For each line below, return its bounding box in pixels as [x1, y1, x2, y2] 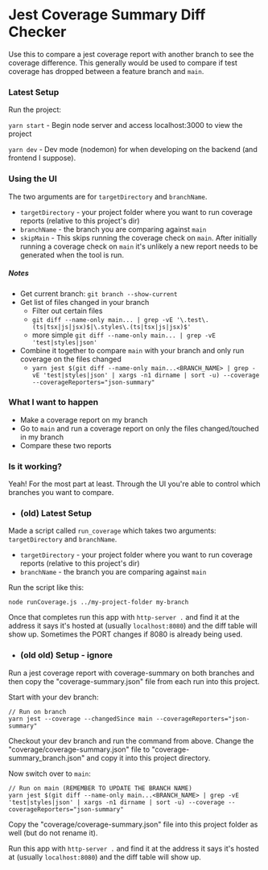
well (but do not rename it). [8, 827, 98, 838]
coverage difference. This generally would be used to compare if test [8, 58, 237, 68]
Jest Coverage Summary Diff [8, 6, 206, 24]
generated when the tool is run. [19, 249, 125, 259]
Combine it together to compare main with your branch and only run [19, 345, 245, 355]
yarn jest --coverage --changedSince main [8, 715, 153, 723]
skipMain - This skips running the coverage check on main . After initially [19, 233, 258, 242]
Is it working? [8, 460, 63, 472]
